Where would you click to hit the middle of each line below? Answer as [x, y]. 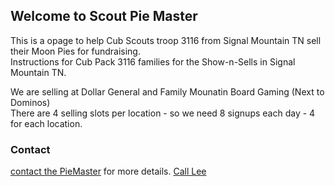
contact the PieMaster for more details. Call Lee [108, 171]
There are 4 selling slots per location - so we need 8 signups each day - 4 [163, 113]
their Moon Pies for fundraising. [75, 51]
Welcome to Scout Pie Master [104, 16]
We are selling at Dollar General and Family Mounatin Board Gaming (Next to [167, 91]
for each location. [46, 123]
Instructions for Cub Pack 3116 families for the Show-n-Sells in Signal [153, 61]
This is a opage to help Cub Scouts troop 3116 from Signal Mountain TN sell [166, 40]
